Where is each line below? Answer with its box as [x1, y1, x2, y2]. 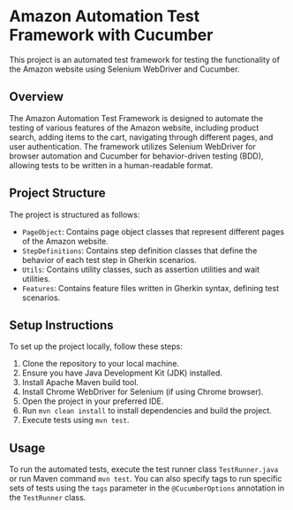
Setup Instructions [9, 317, 114, 333]
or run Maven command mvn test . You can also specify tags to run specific [9, 474, 282, 484]
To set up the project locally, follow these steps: [9, 341, 184, 352]
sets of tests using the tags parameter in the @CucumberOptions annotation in [9, 483, 285, 493]
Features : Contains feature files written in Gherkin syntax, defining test [21, 282, 280, 293]
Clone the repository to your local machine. [21, 359, 179, 369]
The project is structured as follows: [9, 209, 140, 220]
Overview [9, 89, 64, 104]
